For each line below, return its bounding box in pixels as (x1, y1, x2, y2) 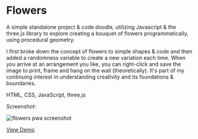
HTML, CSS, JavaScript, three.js (6, 91, 86, 98)
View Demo (6, 126, 35, 133)
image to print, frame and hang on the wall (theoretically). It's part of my (6, 67, 185, 74)
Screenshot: (6, 102, 37, 110)
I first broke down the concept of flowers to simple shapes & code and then (6, 47, 193, 55)
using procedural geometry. (6, 36, 75, 43)
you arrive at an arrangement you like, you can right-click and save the (6, 61, 181, 68)
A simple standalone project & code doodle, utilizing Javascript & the (6, 23, 176, 31)
